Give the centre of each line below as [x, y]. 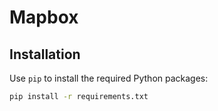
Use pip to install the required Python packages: [109, 78]
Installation [45, 54]
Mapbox [44, 17]
